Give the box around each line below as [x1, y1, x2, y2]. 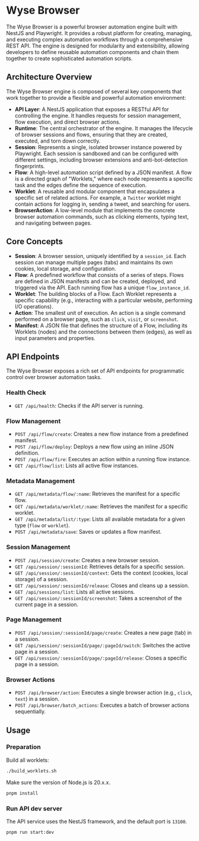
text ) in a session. [14, 695, 60, 703]
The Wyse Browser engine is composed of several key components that [6, 87, 182, 95]
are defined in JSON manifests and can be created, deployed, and [14, 278, 176, 285]
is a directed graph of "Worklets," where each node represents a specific [14, 175, 193, 182]
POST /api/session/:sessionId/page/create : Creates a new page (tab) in [14, 629, 192, 636]
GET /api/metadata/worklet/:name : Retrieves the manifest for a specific [14, 503, 188, 510]
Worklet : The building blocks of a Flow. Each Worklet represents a [14, 290, 176, 297]
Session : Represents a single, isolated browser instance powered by [14, 143, 182, 150]
